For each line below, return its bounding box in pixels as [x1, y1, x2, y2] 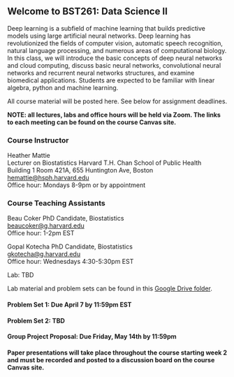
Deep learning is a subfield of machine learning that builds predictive [7, 24, 206, 32]
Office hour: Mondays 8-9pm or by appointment [7, 181, 146, 189]
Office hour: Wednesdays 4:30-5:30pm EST [7, 258, 134, 266]
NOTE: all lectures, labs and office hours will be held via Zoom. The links [7, 110, 221, 119]
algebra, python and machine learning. [7, 83, 119, 91]
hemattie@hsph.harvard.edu [7, 174, 89, 182]
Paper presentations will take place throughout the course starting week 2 [7, 348, 228, 357]
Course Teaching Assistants [7, 198, 106, 208]
